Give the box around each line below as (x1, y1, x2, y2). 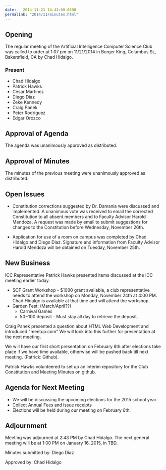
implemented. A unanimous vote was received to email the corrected (12, 209, 153, 215)
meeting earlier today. (5, 277, 50, 283)
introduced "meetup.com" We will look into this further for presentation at (5, 328, 156, 334)
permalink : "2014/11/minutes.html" (5, 12, 79, 17)
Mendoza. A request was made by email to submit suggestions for (12, 219, 148, 225)
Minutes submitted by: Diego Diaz (5, 450, 74, 456)
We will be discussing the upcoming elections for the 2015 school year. (12, 396, 158, 402)
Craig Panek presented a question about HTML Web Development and (5, 323, 149, 329)
